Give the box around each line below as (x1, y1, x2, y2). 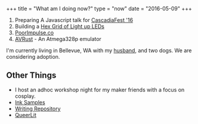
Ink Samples (14, 98, 46, 106)
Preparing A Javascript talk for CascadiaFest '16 (14, 17, 133, 23)
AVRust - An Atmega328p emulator (14, 36, 101, 42)
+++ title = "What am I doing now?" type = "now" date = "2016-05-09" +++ (6, 5, 193, 12)
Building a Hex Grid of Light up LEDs (14, 23, 104, 30)
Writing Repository (14, 105, 61, 112)
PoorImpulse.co (14, 29, 54, 36)
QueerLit (14, 111, 37, 118)
